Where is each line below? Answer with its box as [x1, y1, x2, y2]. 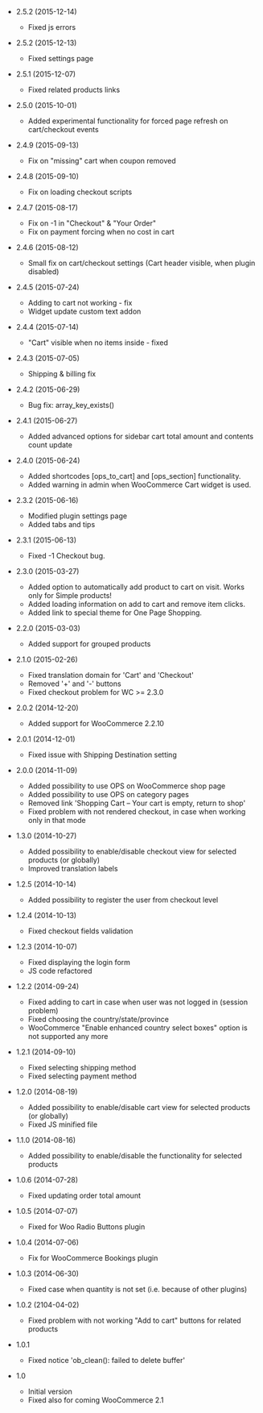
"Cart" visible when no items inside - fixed [27, 338, 169, 347]
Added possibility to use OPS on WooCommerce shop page [27, 781, 226, 791]
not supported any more [27, 1032, 109, 1041]
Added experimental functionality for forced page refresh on [27, 116, 228, 126]
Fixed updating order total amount [27, 1191, 141, 1200]
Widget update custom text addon [27, 306, 142, 316]
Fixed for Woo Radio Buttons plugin [27, 1222, 146, 1232]
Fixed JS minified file [27, 1120, 98, 1129]
